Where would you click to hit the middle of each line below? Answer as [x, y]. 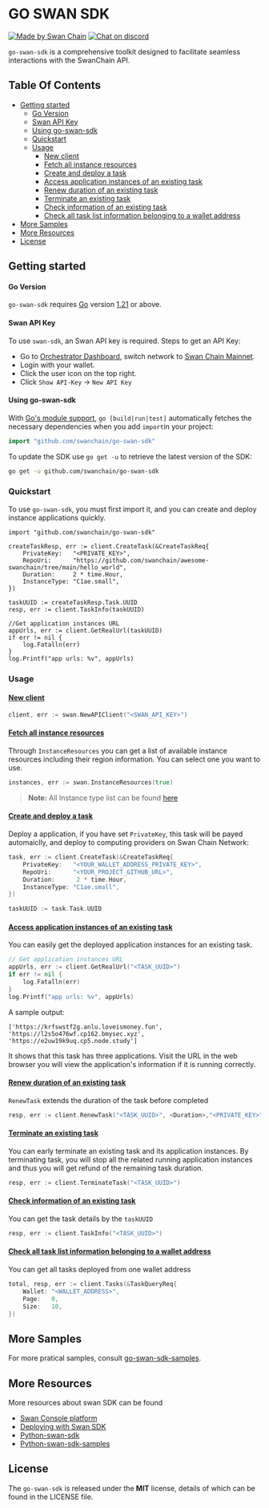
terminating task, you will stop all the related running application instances [130, 1159]
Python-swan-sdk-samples [65, 1444]
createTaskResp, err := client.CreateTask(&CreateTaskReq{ [109, 546]
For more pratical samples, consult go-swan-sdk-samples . [105, 1358]
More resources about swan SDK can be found [86, 1403]
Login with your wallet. [57, 365]
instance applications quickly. [57, 517]
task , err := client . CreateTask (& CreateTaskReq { [91, 857]
